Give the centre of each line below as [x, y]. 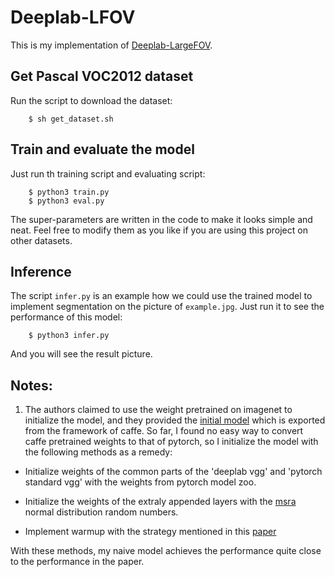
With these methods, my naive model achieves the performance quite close [166, 551]
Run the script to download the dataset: [91, 100]
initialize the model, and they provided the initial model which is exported [175, 420]
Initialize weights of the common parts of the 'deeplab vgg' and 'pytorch [173, 472]
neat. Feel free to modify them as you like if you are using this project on [159, 230]
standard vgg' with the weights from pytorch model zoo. [140, 482]
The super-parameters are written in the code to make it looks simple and [161, 219]
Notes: [31, 385]
